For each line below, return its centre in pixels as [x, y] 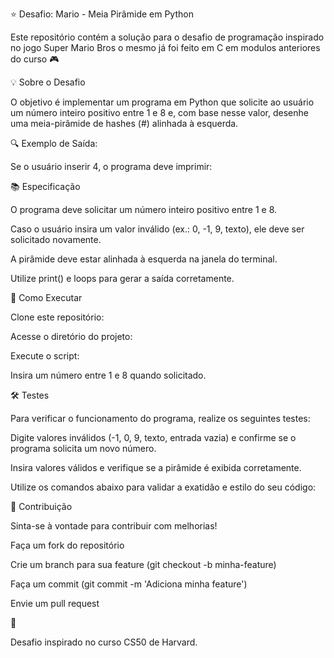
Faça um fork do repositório [67, 545]
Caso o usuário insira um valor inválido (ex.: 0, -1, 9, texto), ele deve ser [157, 229]
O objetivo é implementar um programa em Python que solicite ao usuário [162, 102]
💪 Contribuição [41, 506]
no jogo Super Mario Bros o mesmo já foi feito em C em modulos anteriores [165, 47]
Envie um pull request [55, 603]
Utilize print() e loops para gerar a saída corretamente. [122, 278]
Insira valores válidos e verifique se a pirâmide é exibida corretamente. [156, 467]
